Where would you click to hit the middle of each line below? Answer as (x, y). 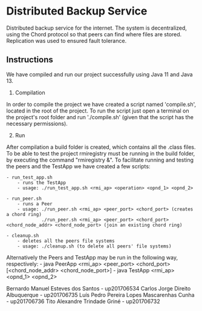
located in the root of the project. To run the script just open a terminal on (98, 111)
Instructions (30, 60)
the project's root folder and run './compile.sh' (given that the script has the (100, 117)
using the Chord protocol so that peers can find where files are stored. (94, 34)
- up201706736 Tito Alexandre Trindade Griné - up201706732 (83, 301)
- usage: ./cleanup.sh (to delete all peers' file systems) (94, 246)
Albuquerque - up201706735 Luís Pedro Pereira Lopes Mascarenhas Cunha (100, 295)
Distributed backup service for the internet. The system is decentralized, (97, 28)
